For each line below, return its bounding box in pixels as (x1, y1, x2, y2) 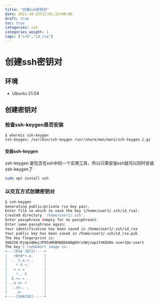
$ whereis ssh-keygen (5, 133, 49, 138)
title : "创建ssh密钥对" (5, 7, 49, 12)
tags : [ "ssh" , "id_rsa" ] (5, 34, 53, 39)
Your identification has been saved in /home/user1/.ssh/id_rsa (5, 226, 138, 231)
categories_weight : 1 (5, 30, 49, 34)
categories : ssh (5, 25, 38, 30)
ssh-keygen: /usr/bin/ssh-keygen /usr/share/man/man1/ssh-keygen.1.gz (5, 137, 151, 142)
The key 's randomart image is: (5, 244, 68, 250)
